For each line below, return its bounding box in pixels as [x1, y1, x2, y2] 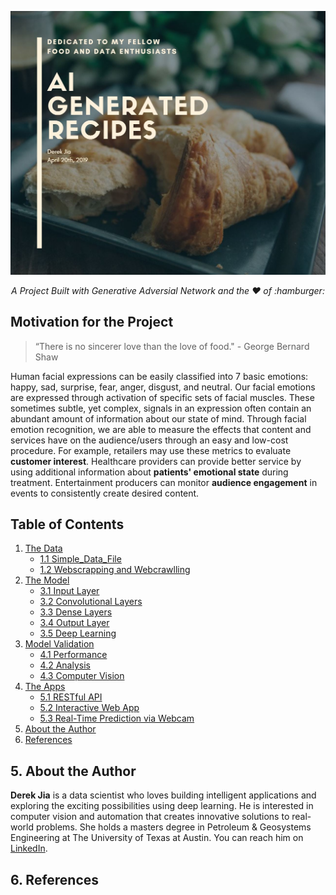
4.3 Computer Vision [39, 670, 125, 682]
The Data [24, 542, 63, 555]
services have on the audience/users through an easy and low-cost [10, 434, 289, 446]
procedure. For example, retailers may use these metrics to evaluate [10, 444, 292, 456]
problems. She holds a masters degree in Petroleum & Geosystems [35, 821, 312, 833]
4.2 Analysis [39, 659, 91, 671]
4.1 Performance [39, 649, 108, 661]
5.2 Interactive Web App [39, 702, 140, 714]
